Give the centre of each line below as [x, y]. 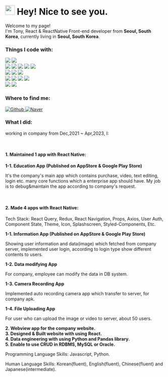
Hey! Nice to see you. [63, 12]
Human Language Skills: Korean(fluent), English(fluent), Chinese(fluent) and [84, 364]
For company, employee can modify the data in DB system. [67, 274]
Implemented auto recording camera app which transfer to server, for [77, 294]
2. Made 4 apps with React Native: [42, 207]
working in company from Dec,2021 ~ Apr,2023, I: [57, 133]
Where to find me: [28, 98]
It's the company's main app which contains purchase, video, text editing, [82, 176]
